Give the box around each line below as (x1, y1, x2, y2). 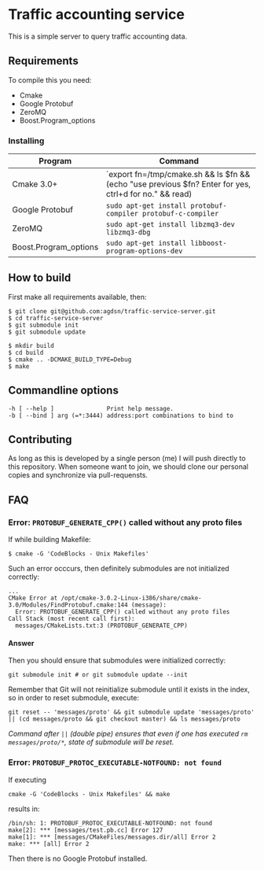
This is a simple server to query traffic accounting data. (8, 31, 188, 41)
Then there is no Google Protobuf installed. (8, 854, 148, 863)
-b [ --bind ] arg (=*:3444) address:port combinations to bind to (8, 412, 234, 419)
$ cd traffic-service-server (8, 314, 104, 322)
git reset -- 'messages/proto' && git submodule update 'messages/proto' (8, 708, 255, 717)
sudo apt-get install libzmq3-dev (105, 220, 236, 229)
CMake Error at (8, 594, 58, 603)
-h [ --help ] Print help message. (8, 404, 174, 412)
